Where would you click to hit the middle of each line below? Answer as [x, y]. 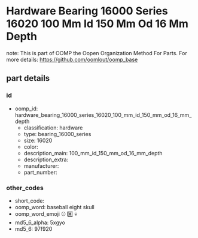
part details [28, 78]
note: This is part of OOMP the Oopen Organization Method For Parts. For [97, 53]
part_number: [40, 172]
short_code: [30, 201]
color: [31, 147]
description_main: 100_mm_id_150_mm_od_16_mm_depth [93, 153]
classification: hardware [53, 128]
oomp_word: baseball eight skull [54, 207]
